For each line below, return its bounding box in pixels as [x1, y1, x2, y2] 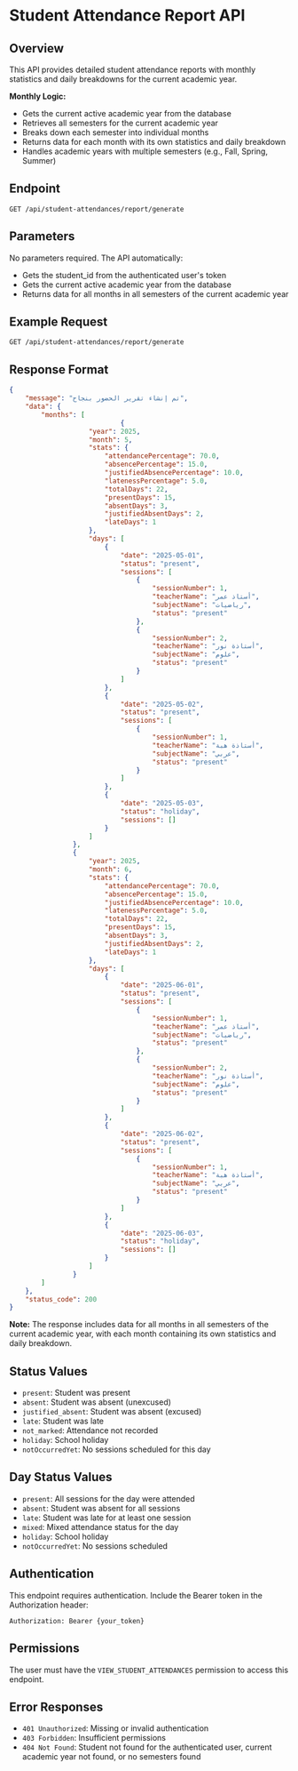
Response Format [9, 362, 109, 377]
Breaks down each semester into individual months [21, 127, 209, 138]
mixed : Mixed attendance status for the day [21, 1521, 179, 1532]
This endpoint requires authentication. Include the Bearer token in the [9, 1590, 263, 1600]
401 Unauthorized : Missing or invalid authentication [21, 1723, 209, 1734]
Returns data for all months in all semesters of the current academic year [21, 288, 289, 299]
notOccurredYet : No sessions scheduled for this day [21, 1444, 211, 1454]
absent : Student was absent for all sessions [21, 1503, 181, 1513]
